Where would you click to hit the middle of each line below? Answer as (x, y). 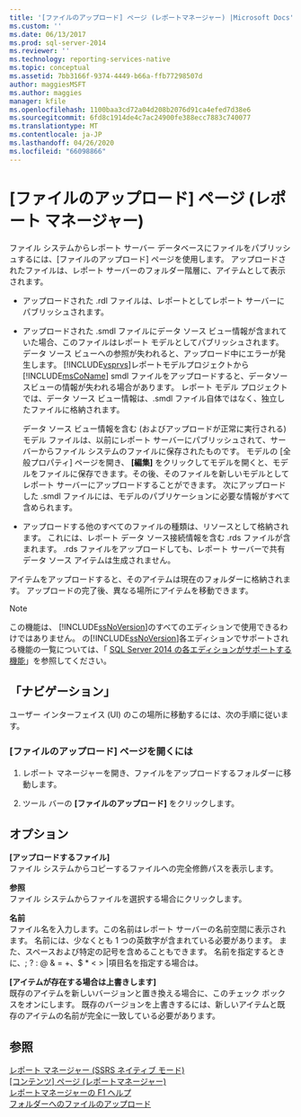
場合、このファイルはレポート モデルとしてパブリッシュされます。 (161, 341)
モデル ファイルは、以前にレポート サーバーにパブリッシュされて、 (146, 439)
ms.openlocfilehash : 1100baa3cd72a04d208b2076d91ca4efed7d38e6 (130, 110)
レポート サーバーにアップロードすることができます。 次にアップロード (154, 484)
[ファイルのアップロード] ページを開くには (101, 751)
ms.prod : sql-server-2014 (58, 43)
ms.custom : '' (36, 26)
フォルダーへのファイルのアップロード (80, 1104)
